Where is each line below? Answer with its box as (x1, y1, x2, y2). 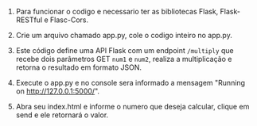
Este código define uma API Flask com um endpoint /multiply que (15, 46, 234, 55)
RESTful (15, 15, 43, 25)
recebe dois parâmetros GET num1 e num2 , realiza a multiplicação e (15, 55, 232, 63)
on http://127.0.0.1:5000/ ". (15, 86, 100, 96)
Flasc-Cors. (50, 15, 89, 25)
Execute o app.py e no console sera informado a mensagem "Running (15, 78, 245, 87)
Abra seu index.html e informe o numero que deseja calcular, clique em (15, 102, 250, 111)
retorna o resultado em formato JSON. (15, 63, 142, 72)
